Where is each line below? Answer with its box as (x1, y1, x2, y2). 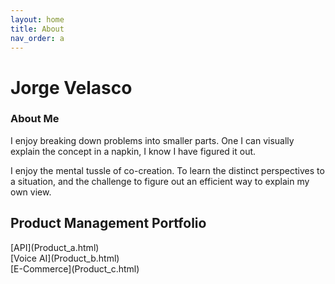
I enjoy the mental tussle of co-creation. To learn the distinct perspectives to (10, 164, 325, 176)
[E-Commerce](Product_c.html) (10, 262, 140, 275)
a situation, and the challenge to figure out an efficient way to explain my (10, 175, 310, 187)
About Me (10, 112, 60, 126)
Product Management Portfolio (10, 215, 207, 232)
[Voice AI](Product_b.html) (10, 252, 120, 264)
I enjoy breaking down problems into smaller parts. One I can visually (10, 134, 295, 146)
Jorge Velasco (10, 76, 133, 99)
